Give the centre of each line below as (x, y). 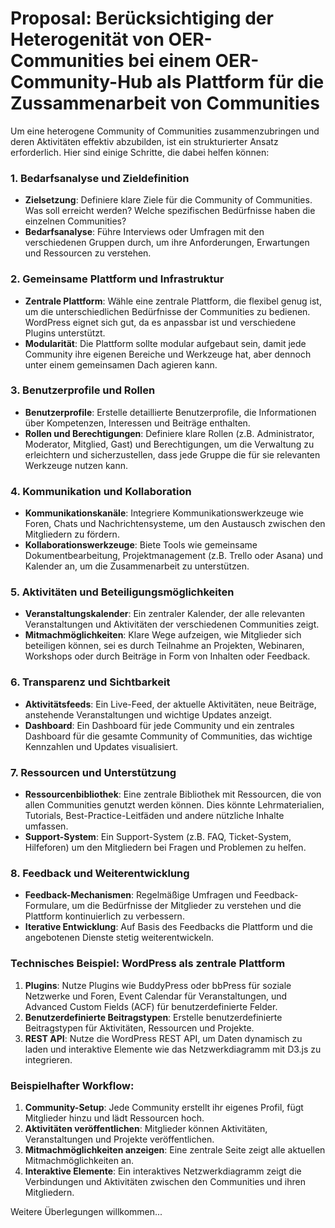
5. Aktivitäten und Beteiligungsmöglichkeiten (122, 592)
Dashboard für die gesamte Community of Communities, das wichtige (168, 736)
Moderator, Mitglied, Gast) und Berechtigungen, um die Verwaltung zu (169, 444)
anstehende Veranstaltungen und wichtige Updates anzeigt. (148, 714)
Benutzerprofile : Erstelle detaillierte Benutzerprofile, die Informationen (170, 412)
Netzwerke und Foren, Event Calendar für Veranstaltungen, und (156, 996)
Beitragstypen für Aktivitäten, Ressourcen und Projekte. (139, 1028)
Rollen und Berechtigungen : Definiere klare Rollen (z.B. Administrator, (169, 433)
